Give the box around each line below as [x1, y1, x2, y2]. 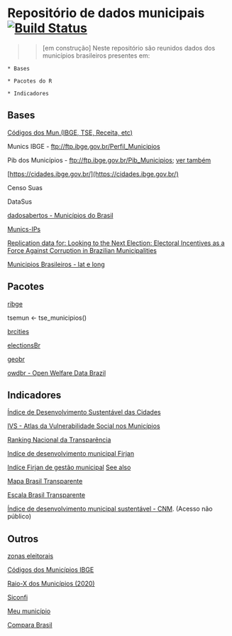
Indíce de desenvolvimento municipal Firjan [7, 449, 135, 458]
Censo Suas [7, 183, 43, 192]
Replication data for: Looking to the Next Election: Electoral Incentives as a [7, 239, 225, 247]
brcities [7, 327, 30, 335]
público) [7, 512, 32, 521]
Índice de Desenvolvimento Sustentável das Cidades [7, 408, 161, 417]
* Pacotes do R [7, 77, 53, 85]
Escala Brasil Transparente [7, 491, 86, 499]
